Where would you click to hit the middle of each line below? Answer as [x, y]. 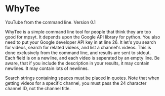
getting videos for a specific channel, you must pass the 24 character [76, 83]
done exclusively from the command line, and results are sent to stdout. [78, 53]
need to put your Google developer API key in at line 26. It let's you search [81, 42]
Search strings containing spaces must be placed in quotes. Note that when [82, 78]
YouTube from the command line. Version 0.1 [50, 22]
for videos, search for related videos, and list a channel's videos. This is [78, 47]
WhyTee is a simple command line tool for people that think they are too [78, 32]
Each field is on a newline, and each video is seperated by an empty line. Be [82, 58]
